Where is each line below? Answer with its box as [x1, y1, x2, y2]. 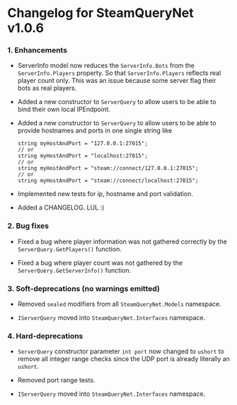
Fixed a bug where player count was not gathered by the [17, 258, 183, 267]
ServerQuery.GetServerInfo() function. [17, 266, 132, 274]
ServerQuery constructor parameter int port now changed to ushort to [17, 347, 224, 355]
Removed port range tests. [17, 376, 96, 384]
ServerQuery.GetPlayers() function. [17, 244, 122, 253]
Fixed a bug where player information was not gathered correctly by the [17, 237, 228, 246]
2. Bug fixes [7, 221, 50, 231]
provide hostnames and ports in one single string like [17, 126, 173, 135]
